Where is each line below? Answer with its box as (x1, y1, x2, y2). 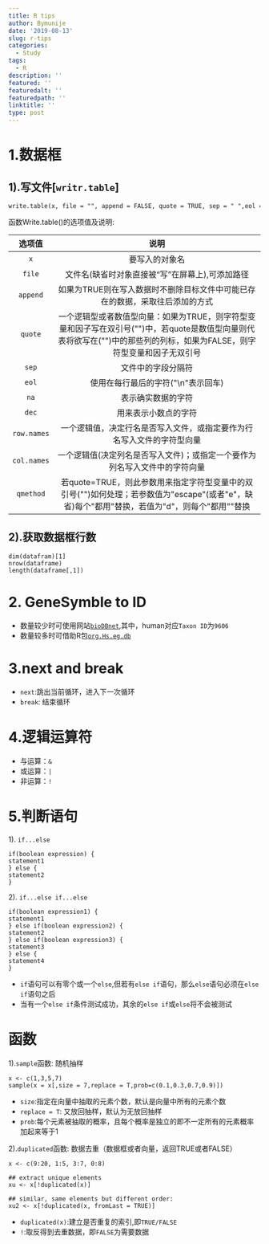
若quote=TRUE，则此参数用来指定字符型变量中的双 (60, 477, 254, 487)
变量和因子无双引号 (128, 347, 202, 358)
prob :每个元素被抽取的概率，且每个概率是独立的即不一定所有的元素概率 (19, 1116, 255, 1126)
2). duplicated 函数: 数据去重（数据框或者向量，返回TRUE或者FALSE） (8, 1144, 238, 1153)
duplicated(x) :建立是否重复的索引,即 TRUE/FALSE (19, 1217, 178, 1226)
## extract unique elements (8, 1173, 102, 1181)
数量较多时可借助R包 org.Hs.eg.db (19, 630, 131, 640)
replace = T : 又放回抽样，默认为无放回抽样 (19, 1106, 163, 1116)
